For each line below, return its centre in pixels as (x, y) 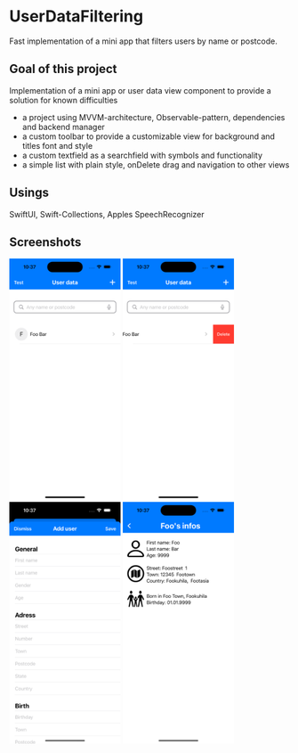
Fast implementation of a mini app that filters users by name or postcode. (143, 41)
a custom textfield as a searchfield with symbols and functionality (142, 155)
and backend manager (63, 127)
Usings (29, 193)
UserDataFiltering (77, 16)
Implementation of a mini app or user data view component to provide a (140, 90)
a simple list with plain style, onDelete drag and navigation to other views (156, 164)
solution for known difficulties (64, 100)
